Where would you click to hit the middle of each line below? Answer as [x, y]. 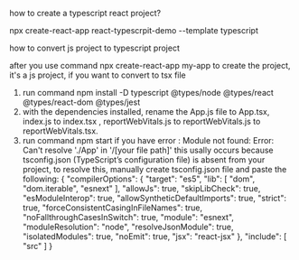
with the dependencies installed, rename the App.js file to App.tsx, [146, 111]
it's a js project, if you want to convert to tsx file [98, 75]
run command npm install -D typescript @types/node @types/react [148, 93]
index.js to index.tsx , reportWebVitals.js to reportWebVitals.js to [141, 121]
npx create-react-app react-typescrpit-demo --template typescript [134, 30]
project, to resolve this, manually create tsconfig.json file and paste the [154, 169]
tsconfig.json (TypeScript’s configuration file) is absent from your [144, 160]
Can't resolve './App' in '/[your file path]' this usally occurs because [148, 150]
